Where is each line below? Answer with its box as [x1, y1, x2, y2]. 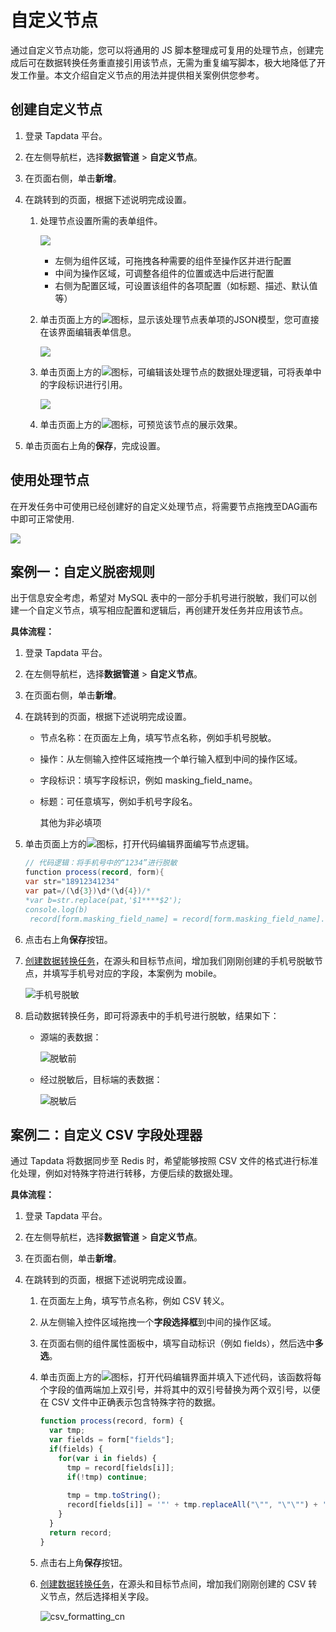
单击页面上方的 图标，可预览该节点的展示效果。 [39, 418, 243, 430]
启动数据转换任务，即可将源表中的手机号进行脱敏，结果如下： [24, 1009, 280, 1021]
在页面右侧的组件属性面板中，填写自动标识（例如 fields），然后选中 [39, 1337, 315, 1350]
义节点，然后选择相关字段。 [39, 1590, 155, 1602]
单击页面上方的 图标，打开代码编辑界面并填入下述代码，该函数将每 [39, 1371, 322, 1383]
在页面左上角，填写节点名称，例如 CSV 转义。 [39, 1295, 230, 1307]
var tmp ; [48, 1426, 86, 1436]
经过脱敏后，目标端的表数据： [39, 1073, 163, 1085]
